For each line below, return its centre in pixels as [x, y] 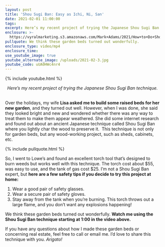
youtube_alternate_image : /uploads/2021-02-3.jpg [57, 60]
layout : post [18, 10]
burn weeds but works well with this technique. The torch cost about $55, [80, 164]
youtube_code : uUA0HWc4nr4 [33, 64]
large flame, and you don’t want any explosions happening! [72, 205]
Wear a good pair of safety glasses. [48, 189]
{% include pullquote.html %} [35, 149]
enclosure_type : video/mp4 [33, 46]
